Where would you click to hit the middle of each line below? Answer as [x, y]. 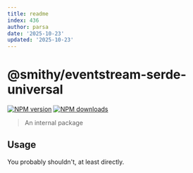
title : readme [28, 14]
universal [35, 90]
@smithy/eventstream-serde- [97, 75]
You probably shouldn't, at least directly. [66, 162]
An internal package [54, 123]
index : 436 [23, 20]
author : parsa [28, 27]
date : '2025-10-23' [36, 33]
